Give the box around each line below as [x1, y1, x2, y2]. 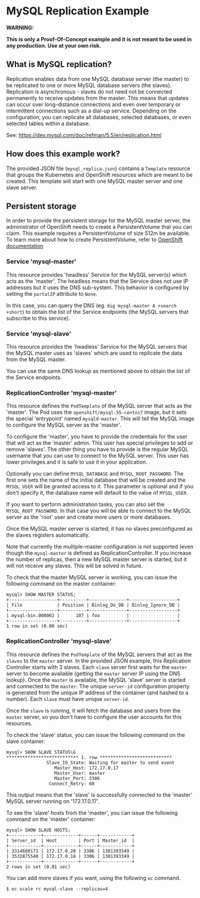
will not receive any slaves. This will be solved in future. [6, 562, 143, 570]
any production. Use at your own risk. [6, 42, 101, 49]
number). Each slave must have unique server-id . [6, 695, 130, 702]
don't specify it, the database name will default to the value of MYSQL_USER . [6, 489, 188, 497]
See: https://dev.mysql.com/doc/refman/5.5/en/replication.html [6, 131, 162, 138]
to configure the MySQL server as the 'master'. [6, 421, 121, 429]
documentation [6, 243, 44, 250]
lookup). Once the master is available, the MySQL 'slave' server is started [6, 676, 186, 684]
